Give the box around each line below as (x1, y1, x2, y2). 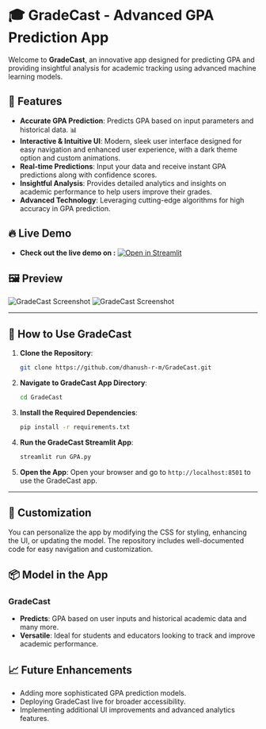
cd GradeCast (19, 394, 63, 402)
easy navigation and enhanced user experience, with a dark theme (19, 145, 237, 154)
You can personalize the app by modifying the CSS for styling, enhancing (8, 527, 247, 537)
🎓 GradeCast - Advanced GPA (8, 6, 215, 25)
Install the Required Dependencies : (19, 407, 139, 417)
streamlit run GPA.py (19, 453, 91, 461)
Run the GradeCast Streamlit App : (19, 438, 134, 447)
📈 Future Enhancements (8, 663, 133, 677)
